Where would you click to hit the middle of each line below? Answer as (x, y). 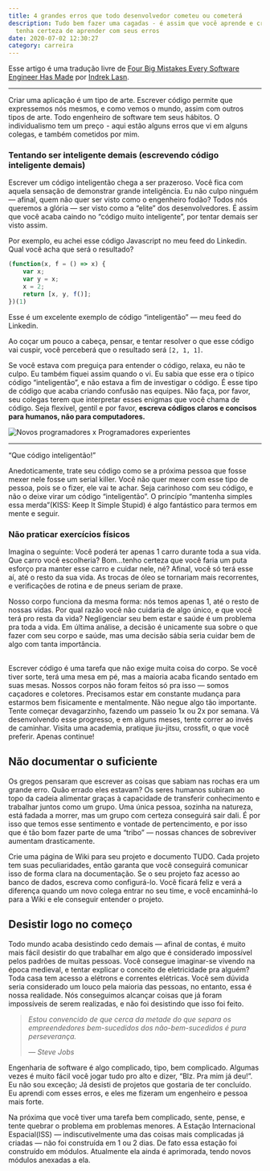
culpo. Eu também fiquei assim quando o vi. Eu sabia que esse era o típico (131, 374)
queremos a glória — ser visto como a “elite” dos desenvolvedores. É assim (133, 208)
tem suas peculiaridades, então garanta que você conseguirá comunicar (128, 865)
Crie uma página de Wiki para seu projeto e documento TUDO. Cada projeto (134, 856)
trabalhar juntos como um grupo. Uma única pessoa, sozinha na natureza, (131, 807)
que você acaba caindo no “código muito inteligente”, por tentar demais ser (133, 217)
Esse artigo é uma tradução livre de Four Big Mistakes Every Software (124, 68)
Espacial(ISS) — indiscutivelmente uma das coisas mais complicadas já (126, 1134)
